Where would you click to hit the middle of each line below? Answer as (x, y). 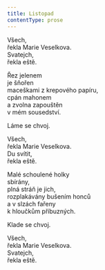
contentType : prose (35, 20)
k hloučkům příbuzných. (41, 211)
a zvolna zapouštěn (35, 105)
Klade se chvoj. (29, 224)
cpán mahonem (29, 97)
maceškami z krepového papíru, (53, 90)
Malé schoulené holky (38, 174)
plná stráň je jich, (31, 189)
